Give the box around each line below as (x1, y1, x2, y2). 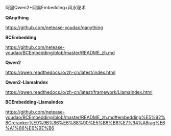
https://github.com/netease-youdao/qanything (5, 24, 103, 31)
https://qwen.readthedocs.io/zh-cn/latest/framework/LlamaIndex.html (5, 89, 153, 95)
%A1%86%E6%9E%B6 (5, 125, 55, 131)
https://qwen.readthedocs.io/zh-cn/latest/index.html (5, 69, 116, 75)
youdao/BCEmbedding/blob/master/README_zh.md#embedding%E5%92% (5, 114, 166, 120)
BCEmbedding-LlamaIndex (5, 99, 64, 105)
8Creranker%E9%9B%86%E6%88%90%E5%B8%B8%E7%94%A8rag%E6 (5, 120, 165, 126)
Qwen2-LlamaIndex (5, 79, 48, 85)
